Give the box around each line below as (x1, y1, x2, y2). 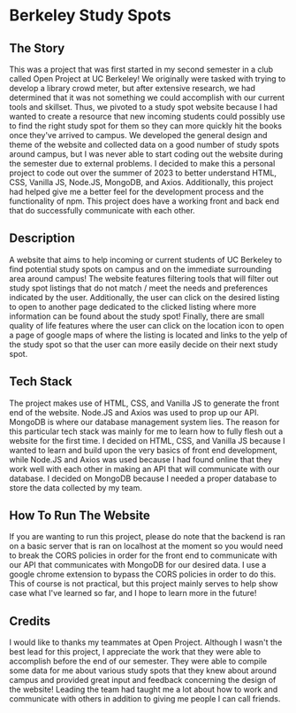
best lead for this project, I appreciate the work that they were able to (9, 647, 262, 657)
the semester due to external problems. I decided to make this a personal (9, 159, 276, 168)
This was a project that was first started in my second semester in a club (9, 64, 274, 74)
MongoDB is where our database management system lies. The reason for (9, 416, 280, 427)
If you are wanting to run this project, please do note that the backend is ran (9, 531, 285, 542)
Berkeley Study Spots (9, 5, 171, 26)
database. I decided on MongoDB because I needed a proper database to (9, 473, 277, 484)
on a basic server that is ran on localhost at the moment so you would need (9, 541, 284, 552)
